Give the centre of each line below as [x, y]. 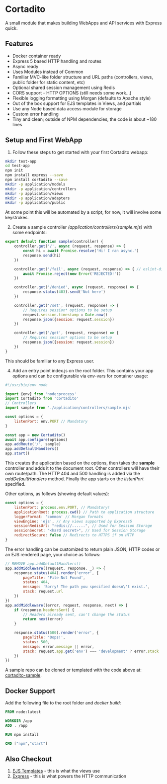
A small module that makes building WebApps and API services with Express [83, 23]
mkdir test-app [21, 161]
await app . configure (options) [37, 439]
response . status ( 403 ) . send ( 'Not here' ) [64, 292]
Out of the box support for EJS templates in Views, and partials [77, 103]
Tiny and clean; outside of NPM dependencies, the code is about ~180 [84, 119]
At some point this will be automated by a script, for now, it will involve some [83, 212]
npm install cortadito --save [37, 180]
